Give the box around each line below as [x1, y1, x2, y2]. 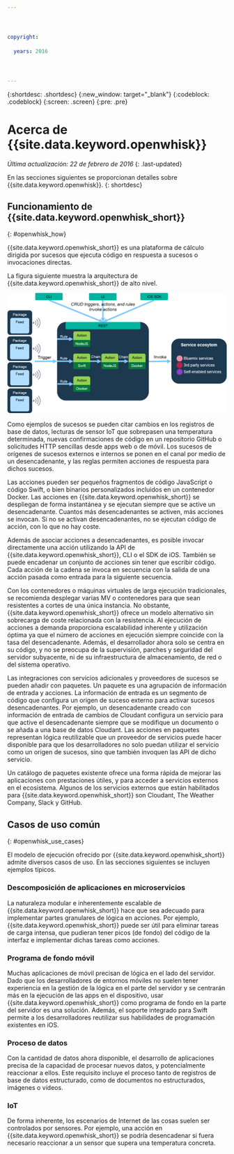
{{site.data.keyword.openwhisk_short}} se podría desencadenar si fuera [7, 1132, 214, 1140]
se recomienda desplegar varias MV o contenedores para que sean [7, 594, 201, 602]
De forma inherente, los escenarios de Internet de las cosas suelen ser [7, 1116, 210, 1125]
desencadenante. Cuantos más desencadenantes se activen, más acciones [7, 508, 224, 516]
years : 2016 [13, 48, 49, 55]
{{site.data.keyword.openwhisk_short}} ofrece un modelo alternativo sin [7, 609, 214, 617]
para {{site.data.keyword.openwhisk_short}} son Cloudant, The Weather [7, 791, 214, 800]
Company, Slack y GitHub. [7, 798, 83, 807]
